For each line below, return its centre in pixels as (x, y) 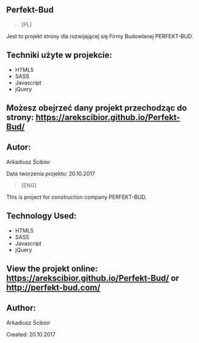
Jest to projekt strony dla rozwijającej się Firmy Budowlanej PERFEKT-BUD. (100, 36)
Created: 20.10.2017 (31, 334)
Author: (21, 308)
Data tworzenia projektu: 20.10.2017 (51, 173)
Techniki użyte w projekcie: (59, 55)
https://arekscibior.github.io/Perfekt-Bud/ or (93, 278)
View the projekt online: (52, 269)
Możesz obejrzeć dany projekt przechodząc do (97, 108)
